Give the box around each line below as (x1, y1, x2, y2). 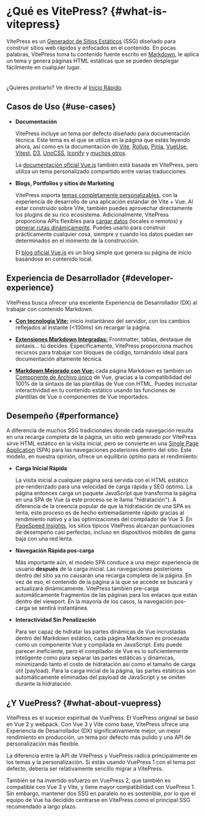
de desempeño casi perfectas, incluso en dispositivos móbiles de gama (15, 528, 196, 536)
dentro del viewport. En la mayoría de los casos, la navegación (15, 598, 173, 605)
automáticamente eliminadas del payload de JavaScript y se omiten (15, 673, 186, 681)
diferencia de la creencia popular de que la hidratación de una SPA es (15, 503, 192, 510)
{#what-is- (110, 4, 167, 18)
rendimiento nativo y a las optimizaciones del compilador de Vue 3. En (15, 515, 193, 523)
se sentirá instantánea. (31, 604, 89, 612)
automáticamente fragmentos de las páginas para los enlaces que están (15, 591, 198, 599)
